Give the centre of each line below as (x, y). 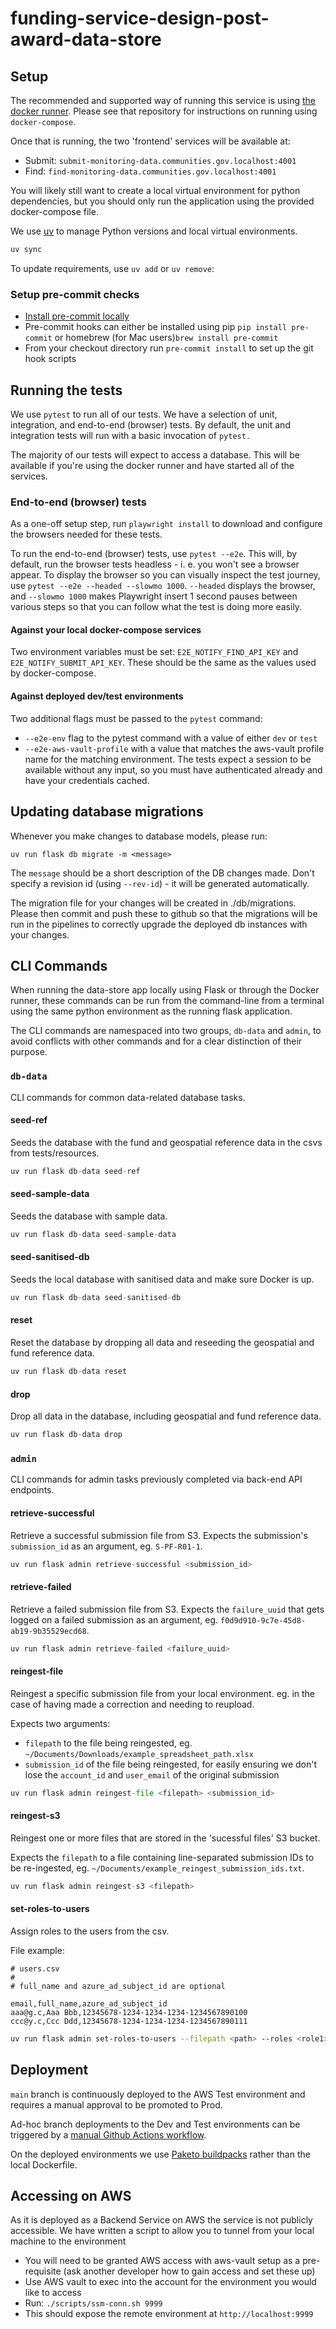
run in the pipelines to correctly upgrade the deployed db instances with (159, 924)
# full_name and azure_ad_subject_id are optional (118, 1986)
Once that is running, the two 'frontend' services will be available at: (150, 141)
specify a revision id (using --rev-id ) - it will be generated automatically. (160, 883)
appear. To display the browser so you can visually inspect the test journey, (165, 575)
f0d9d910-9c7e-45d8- (262, 1620)
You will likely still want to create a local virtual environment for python (155, 190)
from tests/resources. (55, 1153)
